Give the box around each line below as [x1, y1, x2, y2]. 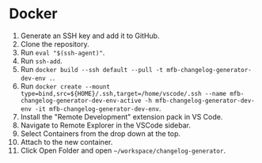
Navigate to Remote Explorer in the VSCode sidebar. [20, 120, 192, 130]
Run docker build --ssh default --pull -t [20, 64, 164, 74]
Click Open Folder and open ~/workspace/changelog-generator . [20, 146, 226, 155]
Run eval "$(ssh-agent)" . [20, 47, 105, 57]
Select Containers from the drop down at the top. [20, 128, 181, 138]
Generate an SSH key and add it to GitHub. [20, 31, 160, 40]
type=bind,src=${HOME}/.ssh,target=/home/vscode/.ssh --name [20, 89, 227, 97]
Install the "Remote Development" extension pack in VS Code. [20, 112, 223, 121]
